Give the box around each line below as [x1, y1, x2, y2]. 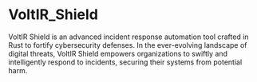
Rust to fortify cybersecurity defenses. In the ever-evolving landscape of [8, 40, 247, 49]
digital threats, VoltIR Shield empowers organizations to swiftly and [8, 49, 228, 58]
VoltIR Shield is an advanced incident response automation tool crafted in [8, 32, 249, 41]
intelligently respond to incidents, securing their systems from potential [8, 57, 243, 67]
